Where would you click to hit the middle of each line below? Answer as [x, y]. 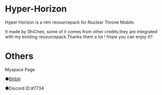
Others [19, 56]
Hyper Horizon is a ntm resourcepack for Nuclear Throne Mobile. [70, 22]
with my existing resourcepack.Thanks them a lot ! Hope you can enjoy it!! [79, 37]
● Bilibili [13, 79]
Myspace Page [20, 69]
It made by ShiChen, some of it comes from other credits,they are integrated [81, 31]
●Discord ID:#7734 [24, 88]
